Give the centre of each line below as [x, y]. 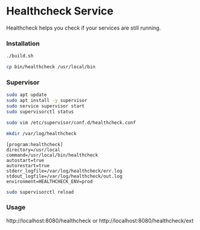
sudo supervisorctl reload [40, 192]
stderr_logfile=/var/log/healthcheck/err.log [64, 171]
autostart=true [25, 160]
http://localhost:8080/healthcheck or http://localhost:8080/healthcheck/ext [100, 220]
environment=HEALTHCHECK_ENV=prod [50, 181]
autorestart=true [28, 165]
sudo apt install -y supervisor [47, 101]
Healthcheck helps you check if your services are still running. [84, 28]
